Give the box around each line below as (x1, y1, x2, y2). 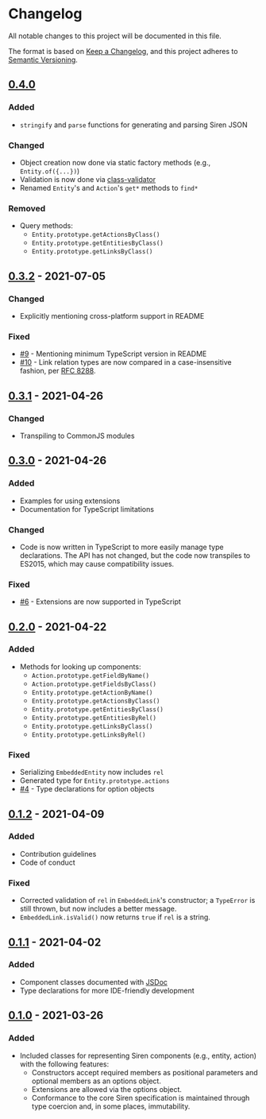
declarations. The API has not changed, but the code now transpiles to (19, 550, 251, 560)
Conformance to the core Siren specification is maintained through (31, 1093, 250, 1102)
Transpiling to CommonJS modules (19, 431, 135, 440)
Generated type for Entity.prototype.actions (19, 776, 170, 785)
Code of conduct (19, 858, 75, 867)
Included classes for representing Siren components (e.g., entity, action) (19, 1051, 256, 1060)
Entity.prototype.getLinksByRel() (31, 730, 146, 739)
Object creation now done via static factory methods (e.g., (19, 157, 211, 167)
